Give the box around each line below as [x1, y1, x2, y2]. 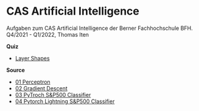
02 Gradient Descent [15, 84, 68, 92]
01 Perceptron [15, 78, 51, 85]
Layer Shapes [15, 54, 50, 62]
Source [6, 66, 26, 74]
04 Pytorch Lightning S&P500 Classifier [15, 98, 115, 105]
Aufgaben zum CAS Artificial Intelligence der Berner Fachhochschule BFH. [6, 24, 193, 32]
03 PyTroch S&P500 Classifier [15, 91, 91, 98]
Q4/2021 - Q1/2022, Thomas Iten [6, 30, 89, 38]
